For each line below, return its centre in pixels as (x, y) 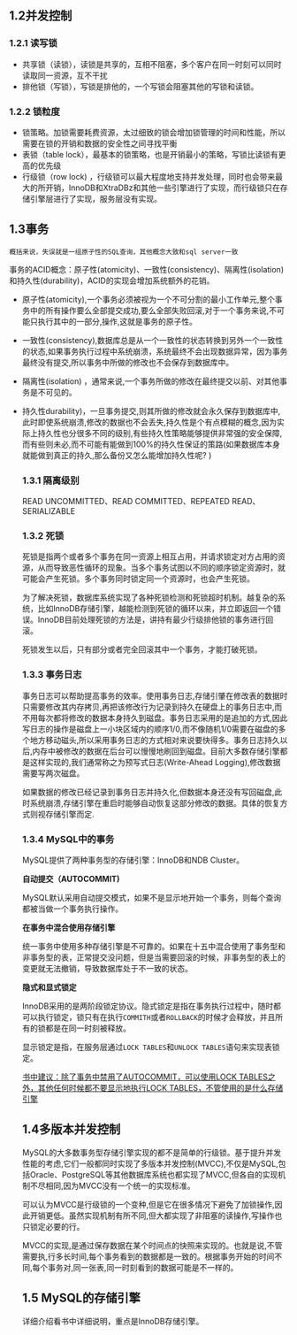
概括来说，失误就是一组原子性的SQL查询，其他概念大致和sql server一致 (124, 252)
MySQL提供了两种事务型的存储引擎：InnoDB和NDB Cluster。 (133, 860)
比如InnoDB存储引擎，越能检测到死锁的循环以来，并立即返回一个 (156, 609)
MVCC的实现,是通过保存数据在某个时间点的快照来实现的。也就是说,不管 (152, 1245)
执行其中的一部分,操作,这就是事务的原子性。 (117, 321)
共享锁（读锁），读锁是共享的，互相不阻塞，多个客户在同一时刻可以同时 (152, 64)
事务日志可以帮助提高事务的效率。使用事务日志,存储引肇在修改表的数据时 (155, 695)
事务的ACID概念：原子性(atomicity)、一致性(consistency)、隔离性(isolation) (147, 269)
